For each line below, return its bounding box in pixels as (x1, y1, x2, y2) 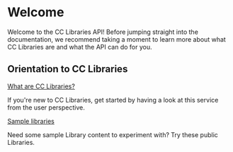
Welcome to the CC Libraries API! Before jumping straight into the (7, 28, 198, 36)
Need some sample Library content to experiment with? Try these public (7, 130, 218, 139)
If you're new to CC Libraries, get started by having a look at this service (7, 95, 219, 104)
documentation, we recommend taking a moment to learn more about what (7, 35, 227, 43)
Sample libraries (7, 117, 55, 125)
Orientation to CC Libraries (7, 63, 128, 75)
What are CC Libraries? (7, 82, 76, 90)
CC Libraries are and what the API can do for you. (7, 42, 152, 51)
